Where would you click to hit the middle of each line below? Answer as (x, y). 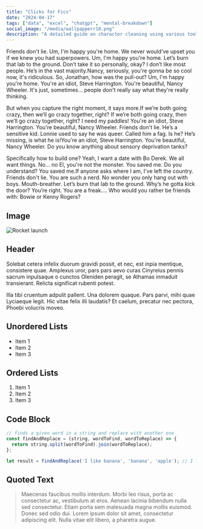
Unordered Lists (37, 327)
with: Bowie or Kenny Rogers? (43, 197)
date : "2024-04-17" (31, 18)
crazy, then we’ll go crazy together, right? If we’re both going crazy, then (97, 115)
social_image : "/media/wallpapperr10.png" (60, 29)
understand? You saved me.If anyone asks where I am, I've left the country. (100, 171)
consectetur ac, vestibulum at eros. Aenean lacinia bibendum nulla (104, 501)
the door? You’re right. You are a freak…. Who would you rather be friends (98, 190)
